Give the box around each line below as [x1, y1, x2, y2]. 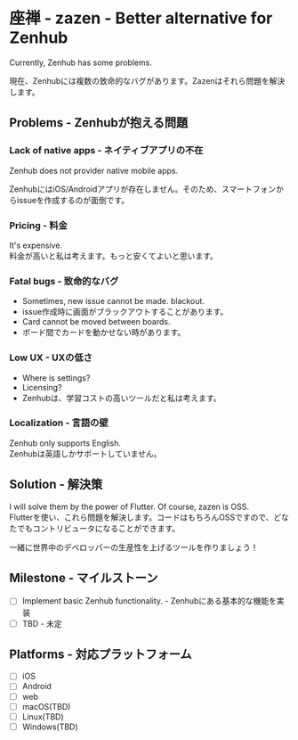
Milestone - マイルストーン [9, 571, 158, 586]
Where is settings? [21, 372, 91, 383]
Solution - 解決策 [9, 477, 103, 492]
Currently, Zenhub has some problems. [9, 57, 153, 68]
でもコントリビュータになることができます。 [16, 522, 181, 533]
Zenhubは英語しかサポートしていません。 [9, 448, 162, 459]
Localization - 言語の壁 [9, 416, 109, 429]
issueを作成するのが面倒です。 [16, 194, 130, 205]
